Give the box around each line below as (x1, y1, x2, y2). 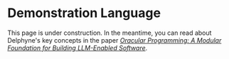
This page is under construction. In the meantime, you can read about (7, 28, 212, 37)
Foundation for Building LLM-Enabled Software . (7, 43, 148, 52)
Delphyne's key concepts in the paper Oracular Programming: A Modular (7, 36, 222, 44)
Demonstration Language (7, 5, 161, 21)
